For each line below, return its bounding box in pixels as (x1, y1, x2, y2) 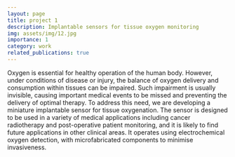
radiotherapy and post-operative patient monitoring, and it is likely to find (7, 121, 219, 129)
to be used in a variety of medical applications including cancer (7, 113, 191, 121)
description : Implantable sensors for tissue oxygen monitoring (7, 23, 199, 30)
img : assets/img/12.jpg (7, 29, 77, 37)
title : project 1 (7, 17, 58, 24)
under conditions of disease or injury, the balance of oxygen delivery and (7, 76, 219, 84)
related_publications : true (7, 50, 90, 57)
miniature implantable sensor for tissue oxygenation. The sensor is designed (7, 106, 228, 114)
